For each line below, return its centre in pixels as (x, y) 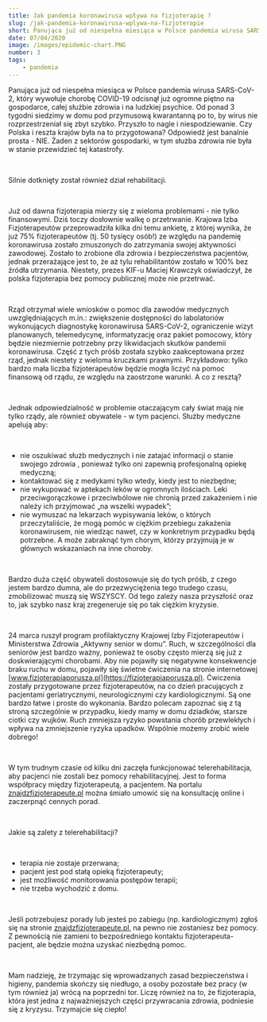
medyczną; (38, 472)
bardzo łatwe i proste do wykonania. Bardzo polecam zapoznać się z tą (125, 703)
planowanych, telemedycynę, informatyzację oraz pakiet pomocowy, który (130, 334)
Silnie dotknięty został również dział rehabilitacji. (87, 180)
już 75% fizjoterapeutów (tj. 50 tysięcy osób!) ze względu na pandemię (125, 236)
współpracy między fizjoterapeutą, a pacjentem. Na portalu (105, 784)
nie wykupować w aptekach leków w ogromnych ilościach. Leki (124, 489)
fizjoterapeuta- (209, 936)
